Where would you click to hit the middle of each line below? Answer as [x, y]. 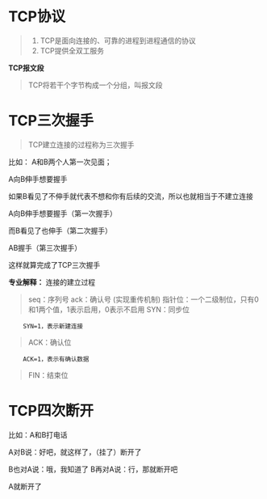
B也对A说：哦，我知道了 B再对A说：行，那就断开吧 [93, 469]
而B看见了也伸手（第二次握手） [60, 230]
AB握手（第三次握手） [45, 247]
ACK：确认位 [50, 342]
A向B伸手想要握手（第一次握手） [63, 213]
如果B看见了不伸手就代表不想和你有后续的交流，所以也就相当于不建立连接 [131, 196]
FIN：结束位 [48, 375]
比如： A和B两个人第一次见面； [60, 162]
